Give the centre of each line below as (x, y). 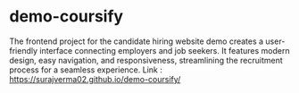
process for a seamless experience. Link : (86, 70)
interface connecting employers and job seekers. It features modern (165, 50)
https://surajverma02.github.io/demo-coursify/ (95, 79)
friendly (24, 50)
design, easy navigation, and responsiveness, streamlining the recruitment (146, 60)
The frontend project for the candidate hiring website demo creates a (137, 41)
